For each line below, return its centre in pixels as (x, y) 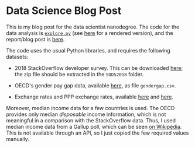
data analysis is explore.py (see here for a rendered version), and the (90, 33)
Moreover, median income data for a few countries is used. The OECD (90, 108)
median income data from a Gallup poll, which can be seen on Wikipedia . (94, 126)
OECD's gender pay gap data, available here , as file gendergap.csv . (95, 85)
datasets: (17, 57)
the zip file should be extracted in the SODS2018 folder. (79, 74)
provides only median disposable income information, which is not (86, 114)
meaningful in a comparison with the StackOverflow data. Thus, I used (91, 120)
